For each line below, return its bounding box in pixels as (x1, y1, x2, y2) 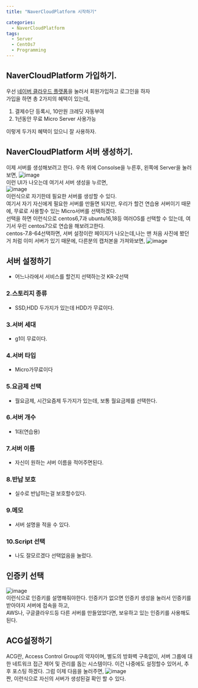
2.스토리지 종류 (6, 289, 47, 298)
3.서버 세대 (6, 320, 36, 329)
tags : (6, 30, 20, 36)
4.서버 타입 (6, 351, 37, 359)
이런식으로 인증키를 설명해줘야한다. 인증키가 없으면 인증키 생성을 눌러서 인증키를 (6, 594, 191, 601)
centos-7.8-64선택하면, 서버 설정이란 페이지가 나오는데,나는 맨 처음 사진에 (6, 230, 179, 237)
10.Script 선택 (6, 537, 46, 545)
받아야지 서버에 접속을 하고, (6, 602, 70, 609)
